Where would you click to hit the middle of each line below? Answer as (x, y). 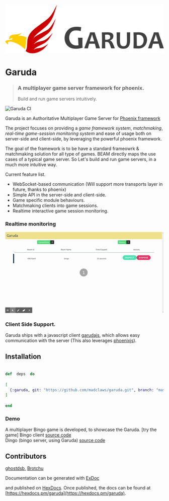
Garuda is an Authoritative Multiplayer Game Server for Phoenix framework (83, 118)
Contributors (26, 456)
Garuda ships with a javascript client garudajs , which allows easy (72, 335)
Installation (23, 356)
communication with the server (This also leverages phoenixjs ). (71, 341)
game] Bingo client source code (38, 435)
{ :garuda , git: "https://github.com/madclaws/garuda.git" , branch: (82, 390)
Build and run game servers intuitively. (57, 99)
